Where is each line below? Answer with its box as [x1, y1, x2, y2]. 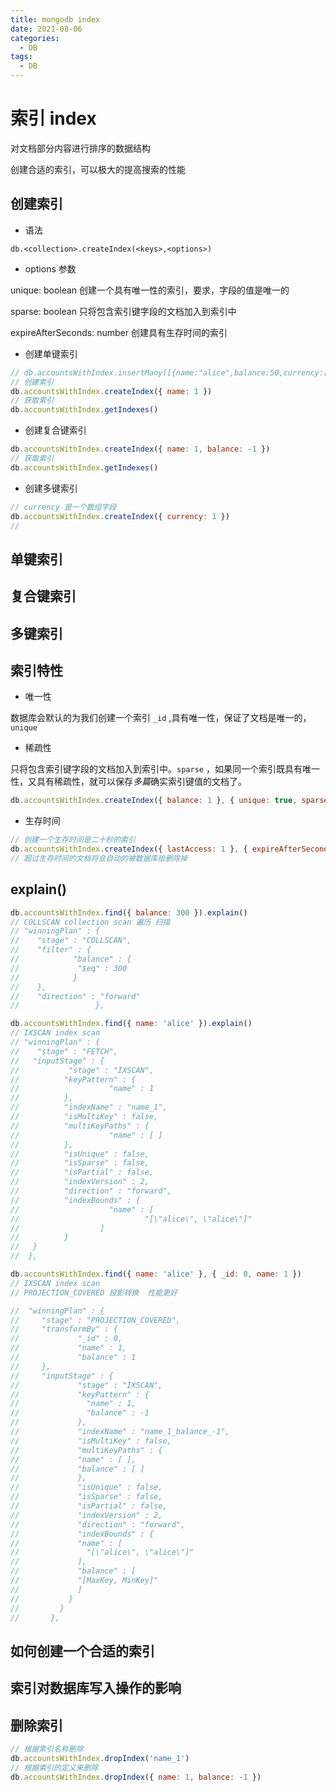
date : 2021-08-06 [10, 24, 83, 34]
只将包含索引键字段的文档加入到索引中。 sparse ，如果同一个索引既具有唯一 [10, 763, 320, 775]
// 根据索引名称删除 [10, 1744, 84, 1755]
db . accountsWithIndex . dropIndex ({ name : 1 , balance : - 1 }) [10, 1772, 262, 1782]
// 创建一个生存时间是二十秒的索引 [10, 835, 136, 845]
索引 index [10, 107, 97, 130]
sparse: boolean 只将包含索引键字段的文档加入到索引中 [10, 305, 237, 317]
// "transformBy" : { [10, 1324, 118, 1335]
